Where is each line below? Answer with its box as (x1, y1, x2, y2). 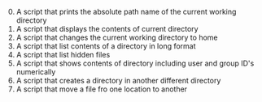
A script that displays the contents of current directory (15, 24, 199, 33)
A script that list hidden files (15, 50, 111, 59)
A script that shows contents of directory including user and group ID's (15, 58, 255, 68)
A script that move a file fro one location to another (15, 84, 188, 94)
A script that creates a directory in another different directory (15, 76, 221, 85)
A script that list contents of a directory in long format (15, 41, 197, 51)
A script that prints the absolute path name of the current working (15, 7, 237, 16)
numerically (15, 67, 56, 76)
